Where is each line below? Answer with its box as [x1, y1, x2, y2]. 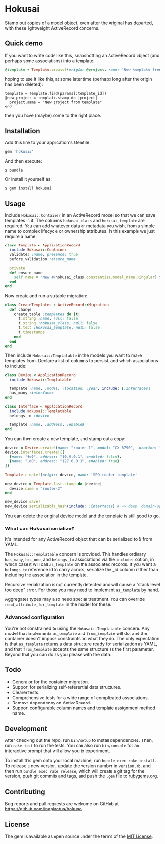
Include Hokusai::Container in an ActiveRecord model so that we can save [5, 212, 156, 218]
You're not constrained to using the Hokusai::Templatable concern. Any [5, 625, 150, 631]
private [9, 265, 26, 271]
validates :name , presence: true [9, 252, 78, 257]
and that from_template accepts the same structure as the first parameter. [5, 646, 154, 652]
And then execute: [5, 158, 42, 164]
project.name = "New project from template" [9, 100, 102, 105]
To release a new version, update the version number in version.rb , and [5, 763, 151, 769]
